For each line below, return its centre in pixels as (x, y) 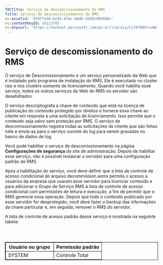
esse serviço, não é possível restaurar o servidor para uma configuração (78, 157)
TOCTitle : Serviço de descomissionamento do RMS (55, 9)
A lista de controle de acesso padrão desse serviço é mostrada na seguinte (81, 216)
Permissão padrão (78, 247)
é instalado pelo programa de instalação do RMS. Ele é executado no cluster (81, 81)
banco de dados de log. (29, 137)
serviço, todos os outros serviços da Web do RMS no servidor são (71, 91)
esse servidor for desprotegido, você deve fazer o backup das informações (81, 202)
